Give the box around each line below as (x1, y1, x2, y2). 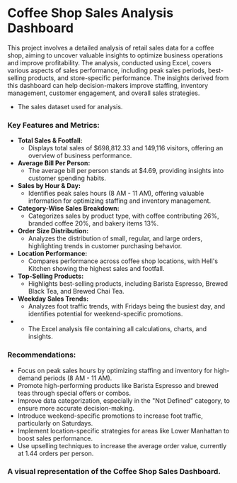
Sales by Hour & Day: (17, 182, 81, 190)
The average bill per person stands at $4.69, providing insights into (28, 167, 224, 175)
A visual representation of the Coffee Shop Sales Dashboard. (7, 467, 221, 477)
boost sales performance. (17, 434, 93, 443)
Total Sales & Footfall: (17, 136, 83, 145)
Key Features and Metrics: (7, 120, 100, 130)
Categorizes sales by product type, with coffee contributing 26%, (28, 211, 219, 221)
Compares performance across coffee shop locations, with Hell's (28, 257, 218, 265)
